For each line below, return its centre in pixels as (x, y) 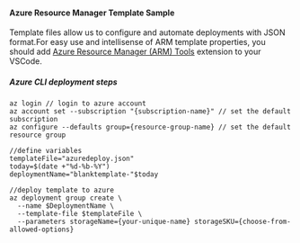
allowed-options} (42, 229)
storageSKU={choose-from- (243, 222)
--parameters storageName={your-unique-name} (104, 222)
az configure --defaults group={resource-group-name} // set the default (150, 127)
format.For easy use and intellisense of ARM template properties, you (138, 42)
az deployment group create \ (66, 198)
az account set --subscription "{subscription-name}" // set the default (150, 112)
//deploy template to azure (62, 190)
